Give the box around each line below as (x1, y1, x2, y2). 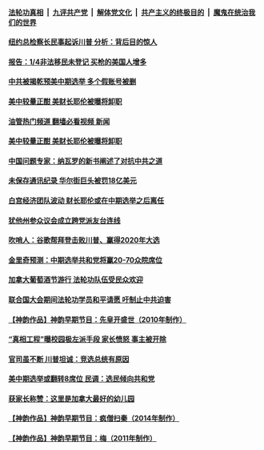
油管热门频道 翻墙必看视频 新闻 (8, 116, 110, 126)
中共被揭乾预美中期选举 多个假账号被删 (8, 77, 137, 86)
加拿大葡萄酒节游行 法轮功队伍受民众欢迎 (8, 275, 144, 284)
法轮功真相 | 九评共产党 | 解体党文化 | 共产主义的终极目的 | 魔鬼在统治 (8, 7, 249, 17)
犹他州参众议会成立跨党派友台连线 (8, 215, 121, 225)
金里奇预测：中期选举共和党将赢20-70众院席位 (8, 255, 162, 264)
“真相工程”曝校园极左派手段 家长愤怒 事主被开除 (8, 335, 166, 344)
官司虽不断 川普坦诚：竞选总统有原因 (8, 354, 130, 364)
